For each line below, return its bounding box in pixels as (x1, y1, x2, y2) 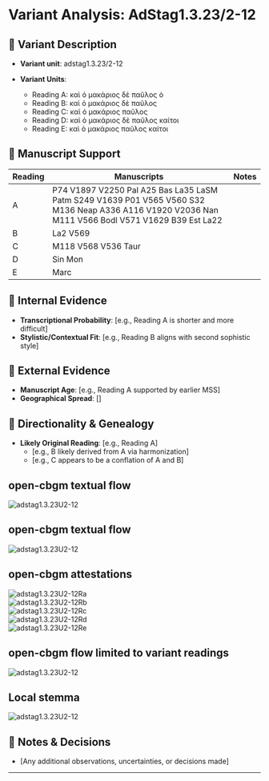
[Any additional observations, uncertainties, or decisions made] (19, 756, 230, 767)
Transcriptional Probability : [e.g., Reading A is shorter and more (19, 315, 235, 325)
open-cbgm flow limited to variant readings (8, 646, 230, 660)
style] (19, 341, 39, 350)
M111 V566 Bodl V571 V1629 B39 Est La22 (51, 214, 223, 225)
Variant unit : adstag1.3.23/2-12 (19, 59, 123, 68)
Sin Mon (51, 253, 84, 265)
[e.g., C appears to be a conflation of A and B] (31, 455, 184, 465)
